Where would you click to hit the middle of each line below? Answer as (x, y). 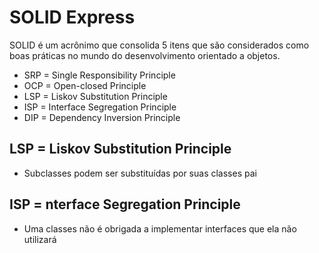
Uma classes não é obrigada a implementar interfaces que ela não (160, 228)
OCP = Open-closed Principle (85, 85)
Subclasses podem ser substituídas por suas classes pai (140, 173)
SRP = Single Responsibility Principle (99, 75)
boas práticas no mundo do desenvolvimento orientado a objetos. (145, 55)
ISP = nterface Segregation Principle (125, 204)
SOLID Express (72, 17)
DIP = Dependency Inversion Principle (102, 117)
